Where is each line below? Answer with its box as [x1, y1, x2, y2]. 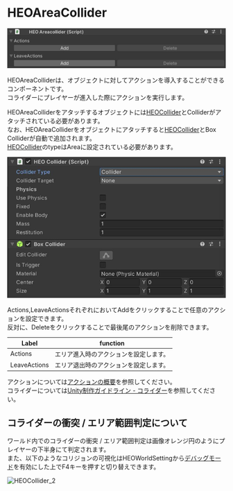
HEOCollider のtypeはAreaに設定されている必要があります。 [7, 142, 177, 150]
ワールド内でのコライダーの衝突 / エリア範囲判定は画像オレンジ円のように [7, 437, 220, 445]
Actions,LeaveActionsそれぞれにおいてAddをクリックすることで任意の [7, 306, 208, 313]
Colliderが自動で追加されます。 [7, 134, 96, 142]
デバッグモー [184, 454, 222, 463]
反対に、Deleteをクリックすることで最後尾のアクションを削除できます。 [7, 323, 213, 331]
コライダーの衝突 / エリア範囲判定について [7, 417, 188, 429]
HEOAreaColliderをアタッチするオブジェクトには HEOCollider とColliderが [7, 107, 216, 116]
